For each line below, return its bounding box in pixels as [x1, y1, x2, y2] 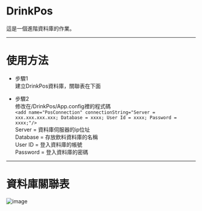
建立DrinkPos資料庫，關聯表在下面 [14, 82, 101, 90]
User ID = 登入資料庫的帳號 [14, 141, 82, 148]
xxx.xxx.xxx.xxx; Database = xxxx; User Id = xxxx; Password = [14, 114, 177, 121]
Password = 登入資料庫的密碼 [14, 148, 88, 156]
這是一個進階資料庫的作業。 [6, 25, 75, 32]
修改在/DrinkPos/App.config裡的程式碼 [14, 102, 111, 109]
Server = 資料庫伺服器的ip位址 [14, 126, 90, 133]
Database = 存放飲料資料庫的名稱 [14, 133, 98, 141]
